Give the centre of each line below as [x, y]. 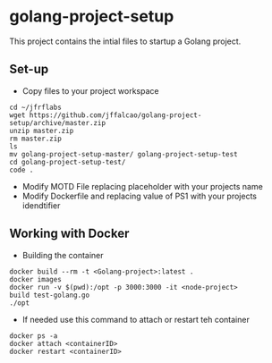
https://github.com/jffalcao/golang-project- [115, 115]
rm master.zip [36, 139]
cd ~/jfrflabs [36, 107]
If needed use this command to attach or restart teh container [136, 319]
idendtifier [41, 205]
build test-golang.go [50, 295]
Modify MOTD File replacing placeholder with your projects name [143, 186]
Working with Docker [69, 234]
